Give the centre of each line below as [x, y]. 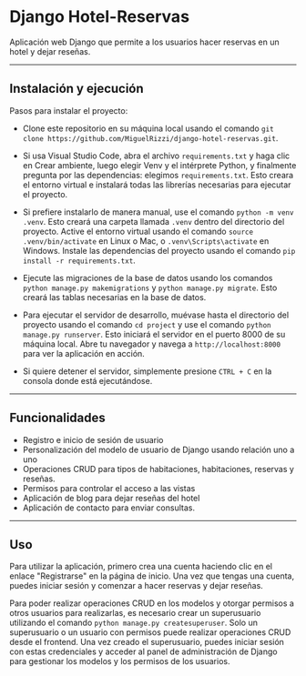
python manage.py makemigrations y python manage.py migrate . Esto [150, 288]
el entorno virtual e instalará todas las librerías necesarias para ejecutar [157, 185]
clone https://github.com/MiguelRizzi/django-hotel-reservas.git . [150, 137]
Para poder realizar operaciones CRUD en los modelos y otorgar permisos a [152, 603]
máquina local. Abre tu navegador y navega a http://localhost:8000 [151, 344]
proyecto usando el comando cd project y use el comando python [147, 324]
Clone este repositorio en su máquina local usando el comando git [148, 128]
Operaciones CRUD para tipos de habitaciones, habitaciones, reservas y [158, 469]
